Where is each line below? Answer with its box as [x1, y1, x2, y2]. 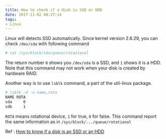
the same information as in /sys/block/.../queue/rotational [5, 118, 132, 124]
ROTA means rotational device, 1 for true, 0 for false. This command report [5, 113, 157, 119]
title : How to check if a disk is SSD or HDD [5, 7, 102, 13]
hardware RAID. [5, 70, 38, 76]
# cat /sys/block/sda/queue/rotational [5, 51, 89, 56]
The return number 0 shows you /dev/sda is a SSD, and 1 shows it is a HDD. [5, 60, 161, 66]
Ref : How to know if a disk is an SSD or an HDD [5, 128, 105, 134]
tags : [5, 17, 17, 22]
